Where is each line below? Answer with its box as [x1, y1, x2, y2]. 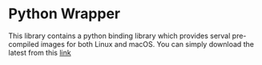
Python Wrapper [8, 5, 121, 23]
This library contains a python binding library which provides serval [8, 31, 231, 40]
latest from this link [8, 48, 71, 57]
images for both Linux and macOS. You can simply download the [40, 39, 255, 48]
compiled [8, 39, 39, 48]
